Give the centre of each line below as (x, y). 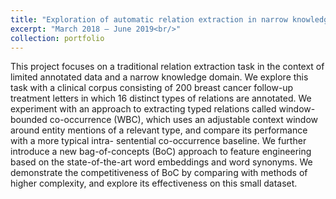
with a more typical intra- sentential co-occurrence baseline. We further (158, 141)
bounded (29, 120)
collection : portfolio (57, 38)
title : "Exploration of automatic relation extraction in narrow (149, 19)
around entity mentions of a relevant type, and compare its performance (159, 130)
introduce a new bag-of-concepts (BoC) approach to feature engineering (161, 152)
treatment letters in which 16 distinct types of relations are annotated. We (161, 98)
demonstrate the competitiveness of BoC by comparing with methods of (159, 173)
